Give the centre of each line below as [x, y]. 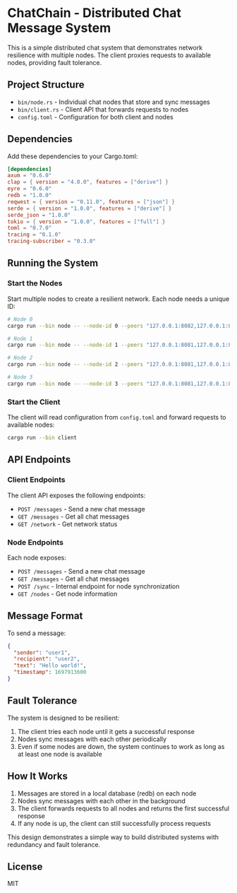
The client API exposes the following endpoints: [77, 495]
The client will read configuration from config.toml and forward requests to [117, 418]
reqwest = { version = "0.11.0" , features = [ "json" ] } [91, 202]
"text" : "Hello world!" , [50, 666]
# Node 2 [20, 358]
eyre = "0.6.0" [30, 189]
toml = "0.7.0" [30, 228]
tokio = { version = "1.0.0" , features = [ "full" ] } [86, 221]
